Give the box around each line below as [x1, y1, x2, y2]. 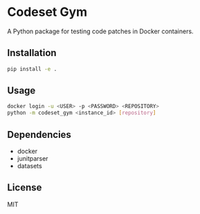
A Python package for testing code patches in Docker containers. [7, 27, 194, 35]
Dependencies [7, 129, 71, 141]
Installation [7, 47, 57, 59]
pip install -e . [7, 65, 57, 73]
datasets [17, 162, 43, 170]
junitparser [17, 154, 48, 163]
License [7, 181, 42, 194]
